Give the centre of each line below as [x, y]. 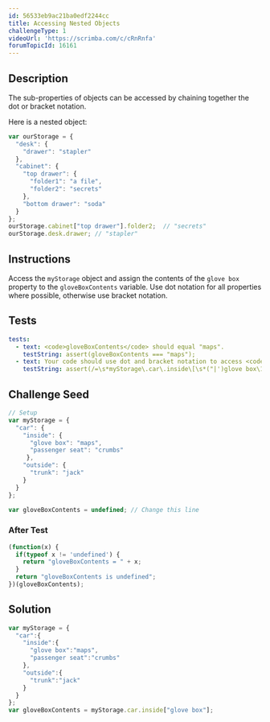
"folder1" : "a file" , [66, 182]
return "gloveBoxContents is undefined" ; [86, 577]
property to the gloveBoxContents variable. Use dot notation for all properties [135, 287]
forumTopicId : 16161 [43, 46]
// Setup [23, 413]
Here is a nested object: [48, 122]
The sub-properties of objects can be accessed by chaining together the [129, 97]
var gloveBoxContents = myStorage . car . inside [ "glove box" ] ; [111, 710]
